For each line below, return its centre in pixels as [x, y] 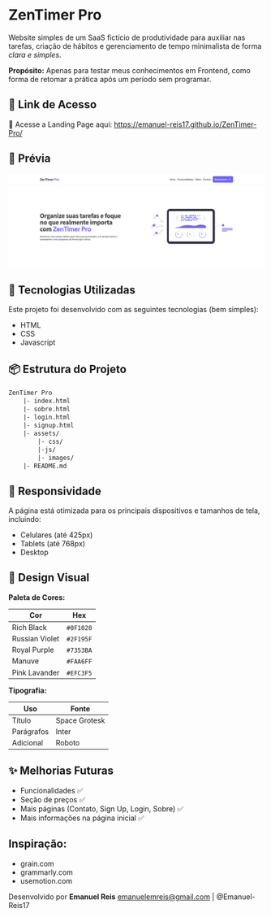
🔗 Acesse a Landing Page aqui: [60, 124]
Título [22, 720]
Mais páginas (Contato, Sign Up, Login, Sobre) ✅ [102, 808]
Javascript [38, 342]
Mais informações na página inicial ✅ [82, 818]
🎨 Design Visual [49, 578]
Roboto [68, 743]
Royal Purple [33, 650]
